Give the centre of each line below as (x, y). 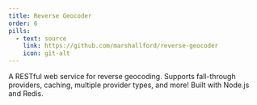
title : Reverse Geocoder (50, 16)
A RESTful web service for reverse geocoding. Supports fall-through (122, 76)
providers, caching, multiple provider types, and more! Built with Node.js (129, 85)
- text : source (41, 38)
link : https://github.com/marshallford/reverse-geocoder (121, 46)
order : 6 (23, 23)
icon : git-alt (46, 53)
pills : (19, 31)
